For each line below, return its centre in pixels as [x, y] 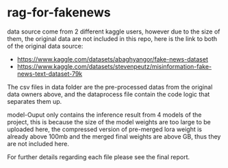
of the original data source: [45, 46]
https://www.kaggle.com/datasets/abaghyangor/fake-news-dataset [113, 59]
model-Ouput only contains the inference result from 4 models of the [104, 115]
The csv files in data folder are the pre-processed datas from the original [110, 87]
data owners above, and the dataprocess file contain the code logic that [109, 94]
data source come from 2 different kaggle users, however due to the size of [114, 31]
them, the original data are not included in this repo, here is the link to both [112, 38]
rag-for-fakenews [59, 13]
